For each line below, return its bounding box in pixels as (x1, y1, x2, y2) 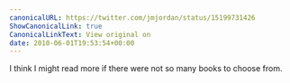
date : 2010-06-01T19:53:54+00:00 (9, 38, 135, 48)
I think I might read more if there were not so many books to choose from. (9, 63, 283, 74)
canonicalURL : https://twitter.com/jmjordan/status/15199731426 (9, 13, 256, 23)
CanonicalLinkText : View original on (9, 30, 151, 39)
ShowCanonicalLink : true (9, 22, 103, 31)
